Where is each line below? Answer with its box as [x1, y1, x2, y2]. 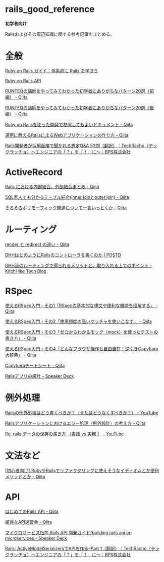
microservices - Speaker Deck [5, 535, 67, 541]
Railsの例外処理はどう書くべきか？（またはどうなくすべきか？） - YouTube [5, 409, 159, 415]
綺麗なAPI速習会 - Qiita [5, 519, 52, 525]
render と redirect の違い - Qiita [5, 241, 69, 247]
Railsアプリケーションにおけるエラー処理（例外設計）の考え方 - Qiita [5, 420, 146, 426]
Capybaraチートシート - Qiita [5, 362, 65, 368]
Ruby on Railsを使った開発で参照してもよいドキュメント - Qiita [5, 121, 133, 127]
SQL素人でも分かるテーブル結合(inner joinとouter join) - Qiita [5, 194, 129, 200]
